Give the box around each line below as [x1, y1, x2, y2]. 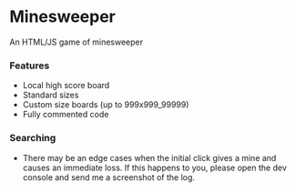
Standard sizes [22, 89, 79, 101]
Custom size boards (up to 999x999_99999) [22, 99, 189, 110]
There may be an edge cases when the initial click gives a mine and [22, 152, 277, 163]
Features [9, 59, 50, 72]
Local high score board [22, 80, 110, 91]
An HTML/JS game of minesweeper [9, 36, 144, 47]
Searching [9, 132, 56, 145]
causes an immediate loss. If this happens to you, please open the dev [22, 162, 287, 173]
